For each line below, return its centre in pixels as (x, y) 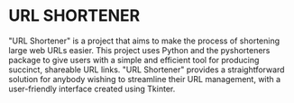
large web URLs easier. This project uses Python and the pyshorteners (139, 50)
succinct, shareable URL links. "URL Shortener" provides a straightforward (147, 70)
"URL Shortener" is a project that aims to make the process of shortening (144, 41)
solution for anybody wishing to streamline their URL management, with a (145, 79)
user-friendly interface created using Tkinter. (92, 89)
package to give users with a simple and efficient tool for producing (134, 60)
